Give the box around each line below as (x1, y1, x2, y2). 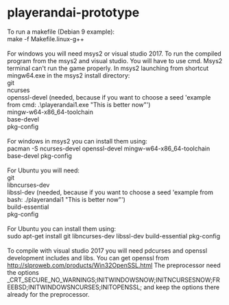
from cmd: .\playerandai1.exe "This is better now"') (7, 100, 151, 109)
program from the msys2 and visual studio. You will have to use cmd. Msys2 (7, 56, 223, 65)
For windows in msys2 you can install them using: (7, 137, 147, 145)
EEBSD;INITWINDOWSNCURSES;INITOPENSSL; (7, 283, 143, 291)
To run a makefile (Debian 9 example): (7, 27, 115, 36)
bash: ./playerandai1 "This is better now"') (7, 195, 125, 203)
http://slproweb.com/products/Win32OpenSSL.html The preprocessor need (7, 261, 221, 269)
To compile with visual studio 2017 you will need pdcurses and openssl (7, 246, 208, 255)
